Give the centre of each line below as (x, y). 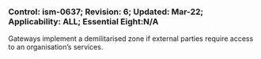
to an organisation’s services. (56, 47)
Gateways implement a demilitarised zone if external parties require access (131, 39)
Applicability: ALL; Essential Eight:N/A (83, 21)
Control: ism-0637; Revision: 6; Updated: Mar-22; (106, 12)
